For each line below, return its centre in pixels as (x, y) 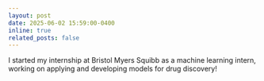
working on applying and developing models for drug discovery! (113, 69)
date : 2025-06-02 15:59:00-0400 (61, 23)
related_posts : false (44, 38)
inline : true (30, 30)
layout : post (30, 15)
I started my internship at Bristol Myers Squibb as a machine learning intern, (132, 60)
